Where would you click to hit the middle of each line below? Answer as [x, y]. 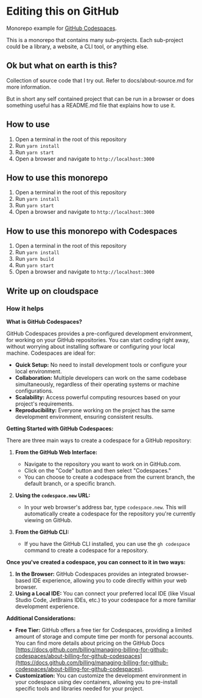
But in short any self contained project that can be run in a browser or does [100, 98]
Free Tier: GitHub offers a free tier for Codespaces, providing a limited [103, 630]
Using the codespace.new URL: [53, 495]
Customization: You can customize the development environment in [101, 675]
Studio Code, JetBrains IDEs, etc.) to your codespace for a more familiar [106, 600]
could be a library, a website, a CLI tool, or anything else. [78, 46]
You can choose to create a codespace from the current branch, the [110, 477]
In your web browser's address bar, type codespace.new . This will [105, 507]
